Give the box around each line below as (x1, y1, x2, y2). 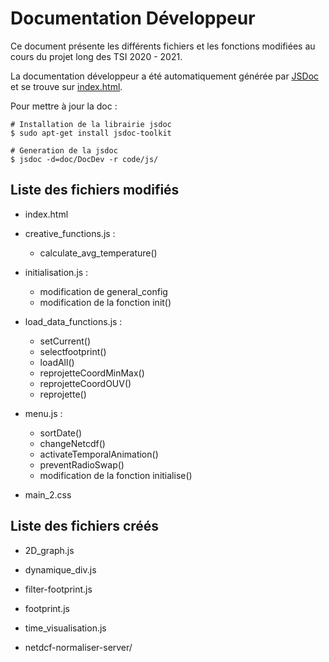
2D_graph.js (24, 544, 75, 556)
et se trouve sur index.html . (10, 80, 123, 92)
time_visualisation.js (24, 622, 107, 634)
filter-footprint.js (24, 583, 93, 595)
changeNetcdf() (39, 437, 106, 449)
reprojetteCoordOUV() (39, 377, 132, 389)
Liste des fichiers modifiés (10, 182, 180, 199)
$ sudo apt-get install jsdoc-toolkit (10, 128, 172, 138)
